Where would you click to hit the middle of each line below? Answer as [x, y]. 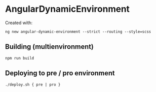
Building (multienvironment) [49, 47]
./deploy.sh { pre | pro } [33, 85]
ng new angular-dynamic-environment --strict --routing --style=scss [78, 31]
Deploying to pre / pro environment [60, 73]
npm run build [20, 58]
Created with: [19, 23]
